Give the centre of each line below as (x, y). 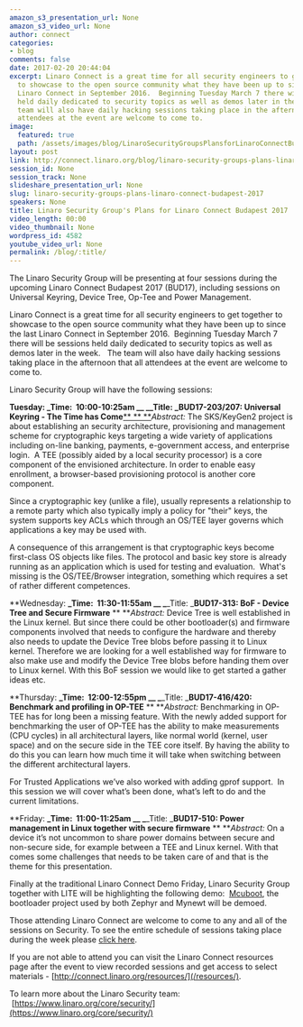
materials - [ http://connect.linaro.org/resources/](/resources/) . (125, 977)
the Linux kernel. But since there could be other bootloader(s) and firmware (150, 622)
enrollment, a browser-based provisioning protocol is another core (133, 474)
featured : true (46, 135)
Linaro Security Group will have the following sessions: (111, 390)
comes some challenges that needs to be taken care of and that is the (139, 857)
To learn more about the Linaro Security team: (95, 994)
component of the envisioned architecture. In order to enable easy (133, 464)
